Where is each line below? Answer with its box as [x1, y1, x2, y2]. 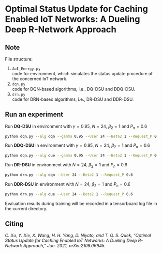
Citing [5, 220, 24, 228]
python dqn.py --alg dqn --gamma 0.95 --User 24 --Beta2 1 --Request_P [5, 134, 152, 139]
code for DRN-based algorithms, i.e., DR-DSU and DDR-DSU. [12, 96, 134, 102]
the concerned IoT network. [12, 76, 68, 81]
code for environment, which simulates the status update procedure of [12, 71, 153, 76]
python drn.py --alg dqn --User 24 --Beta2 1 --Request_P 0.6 [5, 172, 133, 177]
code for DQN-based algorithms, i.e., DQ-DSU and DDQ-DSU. [12, 86, 135, 92]
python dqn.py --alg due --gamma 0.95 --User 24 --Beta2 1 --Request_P [5, 153, 152, 158]
